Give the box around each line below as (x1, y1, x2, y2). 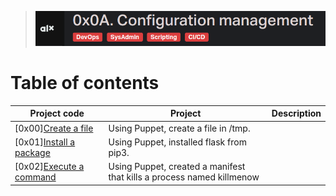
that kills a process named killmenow (108, 171, 260, 183)
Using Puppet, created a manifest (108, 161, 246, 173)
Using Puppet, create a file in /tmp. (108, 122, 251, 134)
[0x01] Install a (14, 136, 76, 148)
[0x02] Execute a (14, 161, 85, 173)
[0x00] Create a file (14, 122, 94, 134)
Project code (29, 107, 85, 120)
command (14, 171, 57, 183)
